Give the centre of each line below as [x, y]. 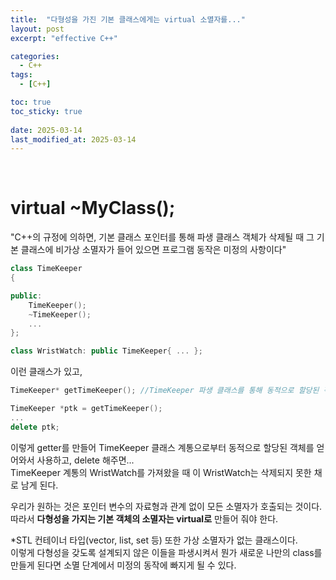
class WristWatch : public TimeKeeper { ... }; [106, 351]
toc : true [31, 102]
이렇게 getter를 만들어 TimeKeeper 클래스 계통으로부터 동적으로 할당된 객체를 [162, 447]
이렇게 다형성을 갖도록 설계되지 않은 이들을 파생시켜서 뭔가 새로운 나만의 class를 [166, 552]
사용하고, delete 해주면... [85, 460]
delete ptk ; [35, 427]
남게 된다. [39, 485]
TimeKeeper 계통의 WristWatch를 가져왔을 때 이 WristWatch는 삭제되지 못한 [161, 472]
